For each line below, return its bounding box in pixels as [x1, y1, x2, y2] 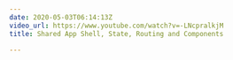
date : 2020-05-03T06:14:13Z [9, 12, 113, 22]
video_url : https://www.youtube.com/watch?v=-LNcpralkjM [9, 21, 224, 30]
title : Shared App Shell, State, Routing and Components [9, 29, 224, 38]
